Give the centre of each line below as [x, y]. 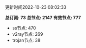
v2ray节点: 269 [28, 34]
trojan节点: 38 [26, 40]
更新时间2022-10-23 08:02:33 [36, 7]
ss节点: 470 [24, 28]
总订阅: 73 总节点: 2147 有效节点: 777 [43, 18]
